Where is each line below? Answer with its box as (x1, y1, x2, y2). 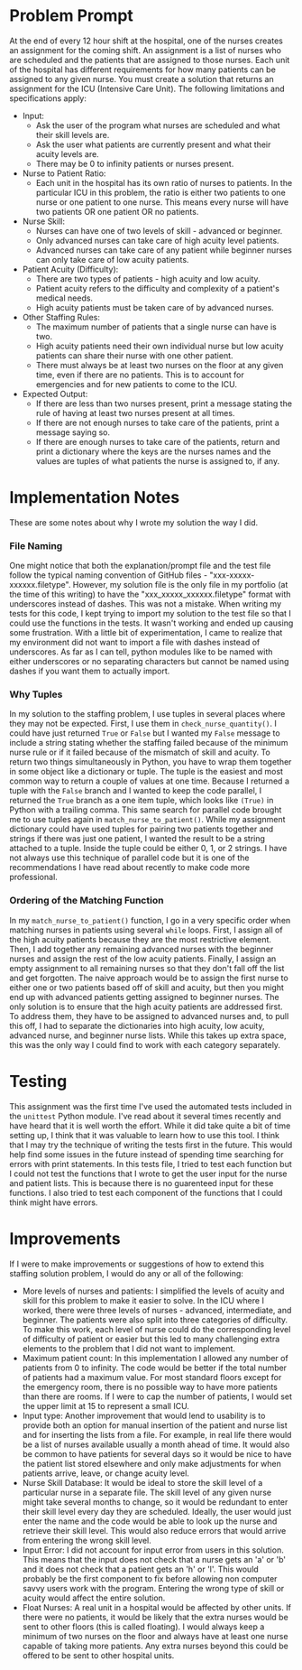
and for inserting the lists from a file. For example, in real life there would (22, 1429, 292, 1440)
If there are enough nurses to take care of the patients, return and (35, 436, 280, 447)
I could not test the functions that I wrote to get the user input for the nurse (9, 1168, 288, 1179)
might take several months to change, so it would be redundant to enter (22, 1496, 288, 1508)
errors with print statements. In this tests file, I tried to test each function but (9, 1158, 293, 1169)
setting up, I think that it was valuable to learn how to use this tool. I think (9, 1129, 280, 1140)
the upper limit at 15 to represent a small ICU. (22, 1400, 189, 1411)
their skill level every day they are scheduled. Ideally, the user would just (22, 1506, 292, 1517)
